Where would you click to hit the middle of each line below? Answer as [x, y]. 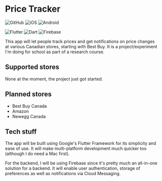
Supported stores [32, 67]
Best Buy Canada [29, 106]
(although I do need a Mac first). [37, 154]
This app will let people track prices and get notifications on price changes [80, 41]
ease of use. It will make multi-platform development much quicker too [76, 149]
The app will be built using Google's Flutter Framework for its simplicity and [81, 143]
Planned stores [28, 94]
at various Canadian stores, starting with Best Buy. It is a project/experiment [81, 46]
